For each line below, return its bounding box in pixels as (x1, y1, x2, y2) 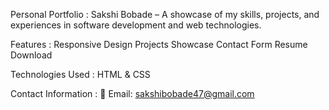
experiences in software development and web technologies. (10, 19, 262, 31)
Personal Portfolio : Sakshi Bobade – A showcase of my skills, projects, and (10, 9, 320, 20)
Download (10, 49, 53, 61)
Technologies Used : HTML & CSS (10, 69, 151, 80)
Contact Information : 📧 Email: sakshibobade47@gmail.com (10, 88, 255, 99)
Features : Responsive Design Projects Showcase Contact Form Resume (10, 39, 308, 50)
